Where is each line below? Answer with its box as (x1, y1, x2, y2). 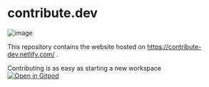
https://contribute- (147, 42, 202, 51)
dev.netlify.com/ (7, 50, 55, 58)
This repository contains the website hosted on (7, 42, 146, 51)
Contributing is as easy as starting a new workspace (7, 63, 162, 72)
